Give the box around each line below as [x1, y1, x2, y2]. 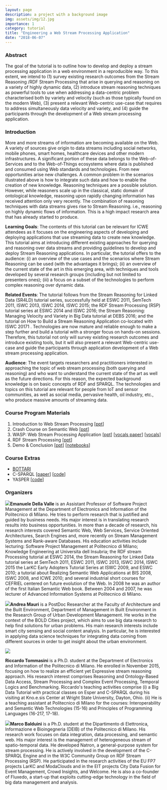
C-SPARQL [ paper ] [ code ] [12, 471, 66, 477]
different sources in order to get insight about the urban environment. [5, 639, 148, 645]
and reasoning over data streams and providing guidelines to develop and [5, 245, 156, 251]
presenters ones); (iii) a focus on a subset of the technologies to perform [5, 277, 155, 283]
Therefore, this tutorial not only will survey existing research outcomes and [5, 334, 159, 340]
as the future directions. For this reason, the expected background [5, 376, 141, 382]
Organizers [5, 489, 33, 496]
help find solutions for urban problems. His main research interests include [5, 623, 158, 629]
